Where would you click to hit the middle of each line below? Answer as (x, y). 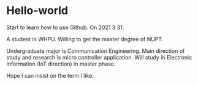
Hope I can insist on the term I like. (50, 75)
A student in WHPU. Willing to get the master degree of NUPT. (85, 39)
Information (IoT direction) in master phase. (61, 64)
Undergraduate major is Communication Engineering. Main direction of (96, 51)
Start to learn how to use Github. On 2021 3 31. (65, 27)
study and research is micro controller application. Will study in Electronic (99, 57)
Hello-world (37, 11)
